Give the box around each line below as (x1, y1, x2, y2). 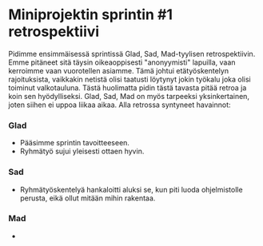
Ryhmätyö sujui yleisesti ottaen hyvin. (19, 146, 145, 157)
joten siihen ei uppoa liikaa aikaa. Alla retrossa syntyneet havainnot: (8, 100, 231, 109)
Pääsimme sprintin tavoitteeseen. (19, 138, 130, 148)
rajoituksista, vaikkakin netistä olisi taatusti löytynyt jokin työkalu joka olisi (8, 74, 251, 84)
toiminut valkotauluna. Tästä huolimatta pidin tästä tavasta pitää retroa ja (8, 82, 247, 93)
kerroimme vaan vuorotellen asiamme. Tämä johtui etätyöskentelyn (8, 65, 229, 75)
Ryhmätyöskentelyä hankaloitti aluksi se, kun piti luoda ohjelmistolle (19, 184, 243, 194)
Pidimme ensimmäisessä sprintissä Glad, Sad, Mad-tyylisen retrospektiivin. (8, 49, 256, 58)
